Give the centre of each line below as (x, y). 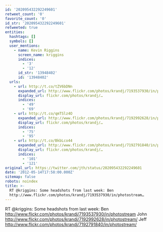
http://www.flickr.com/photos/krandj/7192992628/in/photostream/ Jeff (76, 219)
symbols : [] (22, 41)
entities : (15, 32)
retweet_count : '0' (25, 14)
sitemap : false (20, 177)
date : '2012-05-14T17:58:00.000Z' (40, 172)
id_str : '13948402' (37, 73)
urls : (15, 82)
